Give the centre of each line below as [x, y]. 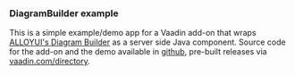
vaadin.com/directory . [50, 62]
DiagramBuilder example [64, 13]
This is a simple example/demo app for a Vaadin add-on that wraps [133, 33]
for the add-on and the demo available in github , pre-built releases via [138, 52]
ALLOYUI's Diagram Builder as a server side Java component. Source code [147, 42]
